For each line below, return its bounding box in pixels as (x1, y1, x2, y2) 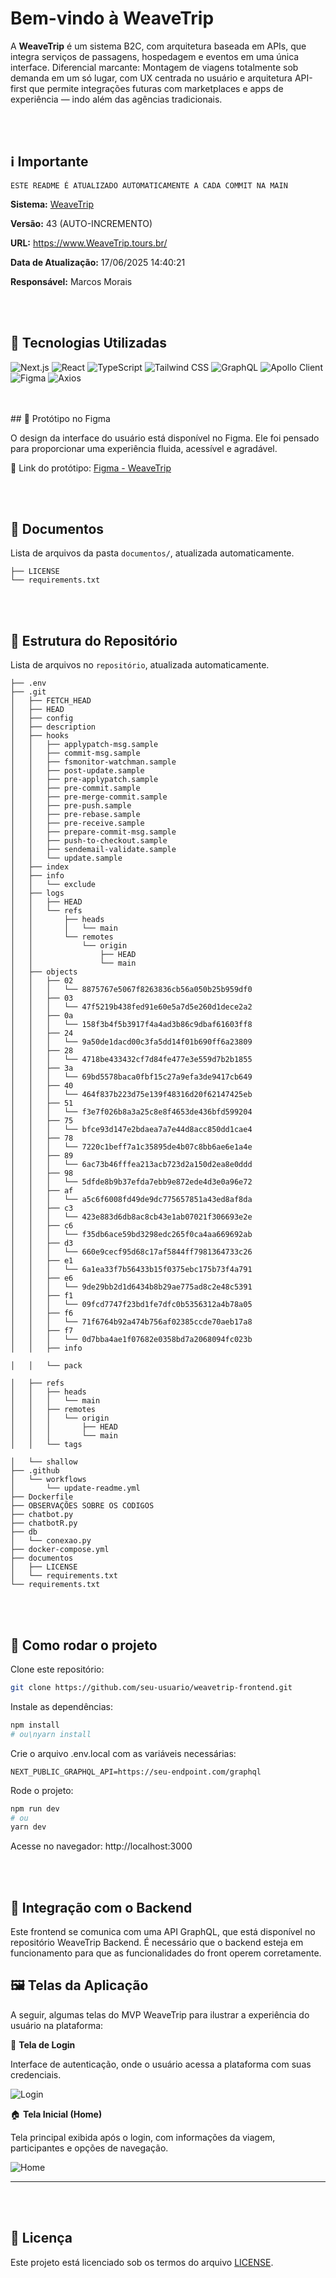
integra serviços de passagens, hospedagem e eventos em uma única (10, 50, 300, 62)
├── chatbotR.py (10, 1518, 78, 1529)
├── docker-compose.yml (10, 1545, 110, 1555)
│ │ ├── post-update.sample (10, 766, 145, 776)
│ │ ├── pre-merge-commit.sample (10, 792, 168, 802)
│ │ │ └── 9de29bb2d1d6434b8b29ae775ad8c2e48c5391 (10, 1282, 253, 1292)
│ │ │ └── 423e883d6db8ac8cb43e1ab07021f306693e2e (10, 1212, 253, 1222)
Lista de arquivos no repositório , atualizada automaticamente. (10, 659, 270, 671)
